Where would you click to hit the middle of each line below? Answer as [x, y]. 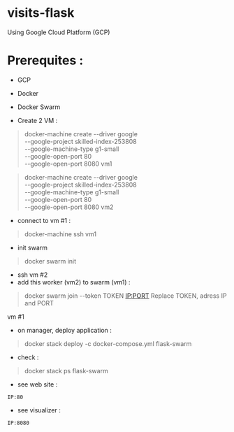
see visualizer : [39, 410]
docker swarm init [50, 261]
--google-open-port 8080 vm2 [69, 207]
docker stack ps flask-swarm [66, 370]
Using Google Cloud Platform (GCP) [59, 32]
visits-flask [41, 13]
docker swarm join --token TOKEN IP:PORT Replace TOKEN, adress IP [125, 296]
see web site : [37, 384]
